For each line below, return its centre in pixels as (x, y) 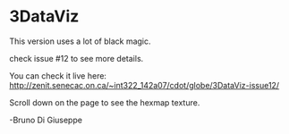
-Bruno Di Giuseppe (46, 120)
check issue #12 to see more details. (76, 58)
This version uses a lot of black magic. (80, 41)
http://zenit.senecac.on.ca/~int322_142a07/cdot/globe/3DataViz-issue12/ (144, 85)
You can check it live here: (58, 75)
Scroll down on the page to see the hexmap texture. (105, 102)
